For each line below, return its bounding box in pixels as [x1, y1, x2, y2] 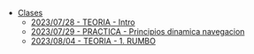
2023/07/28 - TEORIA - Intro [30, 17, 135, 27]
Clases [17, 8, 43, 18]
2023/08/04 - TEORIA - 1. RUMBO [30, 35, 157, 46]
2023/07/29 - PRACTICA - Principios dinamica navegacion [30, 27, 245, 36]
